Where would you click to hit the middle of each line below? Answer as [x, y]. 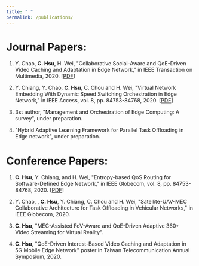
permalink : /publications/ [40, 17]
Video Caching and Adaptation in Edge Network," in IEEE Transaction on [104, 70]
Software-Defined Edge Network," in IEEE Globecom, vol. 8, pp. [93, 184]
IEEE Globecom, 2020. [42, 214]
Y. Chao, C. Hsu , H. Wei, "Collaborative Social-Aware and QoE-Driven [100, 64]
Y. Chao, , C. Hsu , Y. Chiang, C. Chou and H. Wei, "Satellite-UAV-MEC [101, 202]
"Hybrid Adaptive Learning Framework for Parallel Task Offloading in [99, 130]
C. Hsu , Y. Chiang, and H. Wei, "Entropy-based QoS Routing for [93, 177]
